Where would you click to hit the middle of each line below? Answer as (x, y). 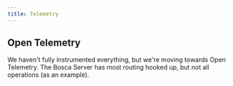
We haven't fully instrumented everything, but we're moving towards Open (117, 60)
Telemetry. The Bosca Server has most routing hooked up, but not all (108, 68)
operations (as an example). (48, 75)
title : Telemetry (33, 14)
